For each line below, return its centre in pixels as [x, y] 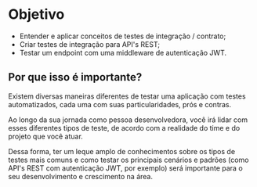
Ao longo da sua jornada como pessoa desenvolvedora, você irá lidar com [128, 120]
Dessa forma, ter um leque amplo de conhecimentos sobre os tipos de [122, 151]
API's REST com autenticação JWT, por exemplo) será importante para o [125, 168]
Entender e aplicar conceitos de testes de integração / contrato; [123, 36]
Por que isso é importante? [75, 77]
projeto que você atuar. [46, 136]
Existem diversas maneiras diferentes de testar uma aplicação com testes [127, 96]
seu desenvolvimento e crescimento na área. [81, 176]
